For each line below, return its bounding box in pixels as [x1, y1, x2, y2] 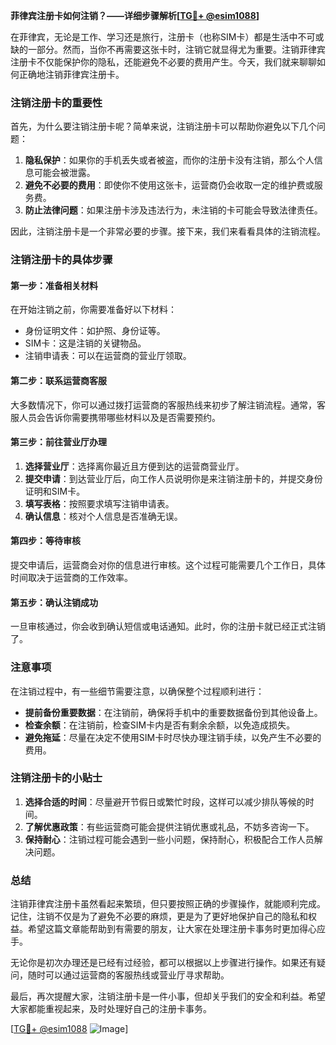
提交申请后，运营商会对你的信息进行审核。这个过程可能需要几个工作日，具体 [10, 559, 326, 571]
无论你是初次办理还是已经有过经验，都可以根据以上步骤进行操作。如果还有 [10, 957, 317, 969]
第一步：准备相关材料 [10, 279, 98, 291]
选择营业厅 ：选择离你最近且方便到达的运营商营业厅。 [24, 460, 245, 472]
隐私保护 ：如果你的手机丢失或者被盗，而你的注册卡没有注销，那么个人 [24, 154, 315, 166]
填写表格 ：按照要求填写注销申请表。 [24, 497, 175, 509]
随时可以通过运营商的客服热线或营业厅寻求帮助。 [27, 969, 230, 981]
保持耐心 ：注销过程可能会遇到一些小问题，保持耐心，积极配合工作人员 [24, 833, 315, 845]
